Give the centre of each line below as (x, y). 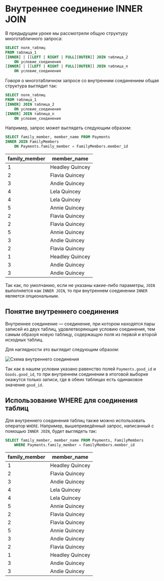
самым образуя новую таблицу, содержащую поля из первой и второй (81, 334)
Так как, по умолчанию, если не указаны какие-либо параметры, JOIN (80, 285)
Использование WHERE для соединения (72, 400)
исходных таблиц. (24, 340)
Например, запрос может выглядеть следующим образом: (68, 128)
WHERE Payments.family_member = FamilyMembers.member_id (75, 445)
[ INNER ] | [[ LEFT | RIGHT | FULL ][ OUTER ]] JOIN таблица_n (67, 66)
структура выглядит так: (31, 86)
